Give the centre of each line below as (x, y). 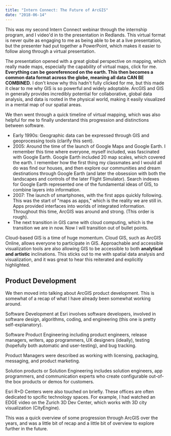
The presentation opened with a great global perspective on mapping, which (86, 61)
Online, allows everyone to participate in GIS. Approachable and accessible (84, 243)
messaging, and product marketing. (43, 361)
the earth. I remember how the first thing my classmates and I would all (87, 162)
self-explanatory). (24, 325)
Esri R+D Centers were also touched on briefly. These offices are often (80, 391)
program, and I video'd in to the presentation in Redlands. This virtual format (86, 35)
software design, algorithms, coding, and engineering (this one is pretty (81, 319)
